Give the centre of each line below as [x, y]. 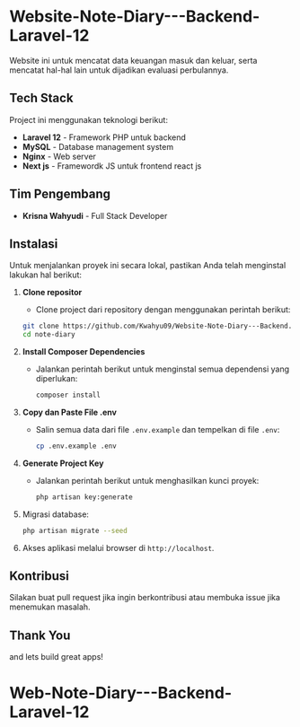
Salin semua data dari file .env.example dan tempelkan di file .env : [158, 429]
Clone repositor [52, 293]
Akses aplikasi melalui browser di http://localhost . [118, 547]
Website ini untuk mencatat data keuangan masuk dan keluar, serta [133, 60]
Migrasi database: [56, 514]
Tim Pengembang [60, 194]
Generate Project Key [63, 463]
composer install [68, 395]
